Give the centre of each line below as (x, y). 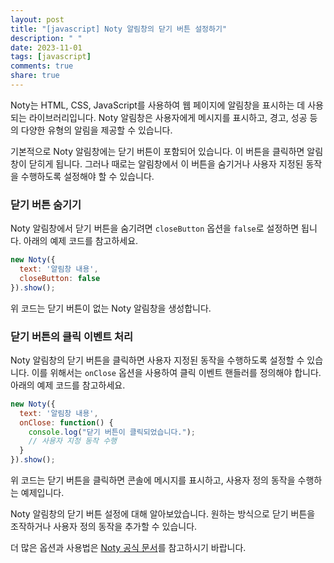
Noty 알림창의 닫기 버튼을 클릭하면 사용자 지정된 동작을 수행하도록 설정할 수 (157, 360)
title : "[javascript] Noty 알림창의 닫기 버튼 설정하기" (119, 29)
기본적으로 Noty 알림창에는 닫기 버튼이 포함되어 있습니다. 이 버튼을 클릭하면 (157, 151)
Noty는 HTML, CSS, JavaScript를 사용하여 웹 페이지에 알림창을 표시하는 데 (158, 105)
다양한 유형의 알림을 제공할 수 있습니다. (96, 130)
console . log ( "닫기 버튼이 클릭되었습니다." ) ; (112, 432)
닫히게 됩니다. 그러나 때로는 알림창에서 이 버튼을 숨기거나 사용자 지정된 (166, 163)
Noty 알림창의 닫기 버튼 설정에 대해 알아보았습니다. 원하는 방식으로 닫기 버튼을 (163, 514)
